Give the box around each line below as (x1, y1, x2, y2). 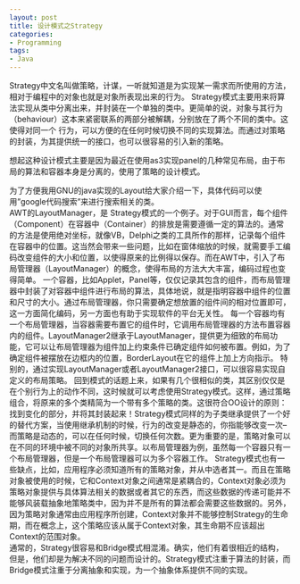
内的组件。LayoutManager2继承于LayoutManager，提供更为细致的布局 (9, 330, 271, 340)
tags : (9, 46, 29, 55)
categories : (9, 29, 54, 38)
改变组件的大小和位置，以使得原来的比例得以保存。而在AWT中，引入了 (16, 252, 278, 263)
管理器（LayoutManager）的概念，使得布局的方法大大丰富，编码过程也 (16, 263, 279, 273)
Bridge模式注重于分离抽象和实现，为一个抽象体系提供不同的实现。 (9, 564, 253, 575)
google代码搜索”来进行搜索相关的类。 (21, 196, 159, 206)
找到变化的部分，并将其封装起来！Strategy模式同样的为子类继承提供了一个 (9, 408, 283, 419)
